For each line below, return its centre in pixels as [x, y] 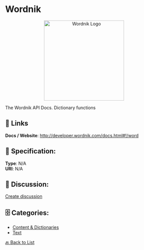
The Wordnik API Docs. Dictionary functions [50, 107]
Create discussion [24, 196]
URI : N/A [14, 168]
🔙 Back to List [20, 242]
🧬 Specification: [30, 151]
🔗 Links [17, 123]
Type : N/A [16, 163]
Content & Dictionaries [35, 227]
